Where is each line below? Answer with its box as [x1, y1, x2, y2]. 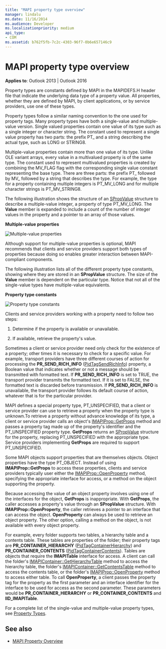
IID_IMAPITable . [5, 595, 39, 601]
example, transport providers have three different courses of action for [5, 356, 150, 362]
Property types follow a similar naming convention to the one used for [5, 113, 148, 119]
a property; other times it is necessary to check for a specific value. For [5, 350, 151, 356]
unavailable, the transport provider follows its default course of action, [5, 387, 149, 393]
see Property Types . [5, 610, 47, 616]
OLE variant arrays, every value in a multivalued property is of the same [5, 154, 152, 160]
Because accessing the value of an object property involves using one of [5, 490, 155, 496]
